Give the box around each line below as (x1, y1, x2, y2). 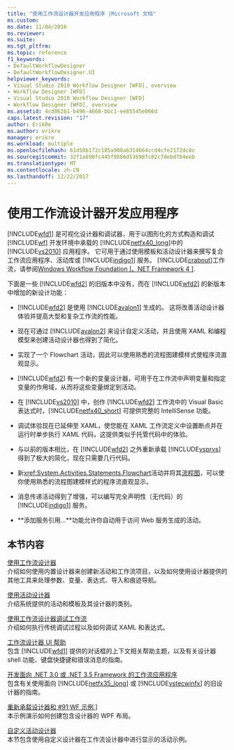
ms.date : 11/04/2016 (7, 23, 68, 30)
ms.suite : (7, 36, 36, 43)
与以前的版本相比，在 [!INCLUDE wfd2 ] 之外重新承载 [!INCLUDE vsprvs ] (17, 445, 221, 454)
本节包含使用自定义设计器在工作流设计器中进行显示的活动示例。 (7, 735, 191, 744)
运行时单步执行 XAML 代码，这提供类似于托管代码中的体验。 (17, 430, 192, 438)
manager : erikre (7, 134, 54, 141)
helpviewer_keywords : (7, 75, 71, 83)
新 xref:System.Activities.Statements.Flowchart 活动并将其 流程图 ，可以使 (17, 468, 225, 477)
